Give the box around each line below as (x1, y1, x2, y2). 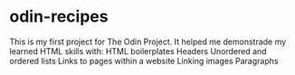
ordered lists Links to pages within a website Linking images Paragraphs (9, 55, 279, 66)
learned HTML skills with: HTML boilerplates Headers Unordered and (9, 45, 267, 56)
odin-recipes (9, 6, 109, 27)
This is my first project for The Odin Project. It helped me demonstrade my (9, 36, 287, 47)
